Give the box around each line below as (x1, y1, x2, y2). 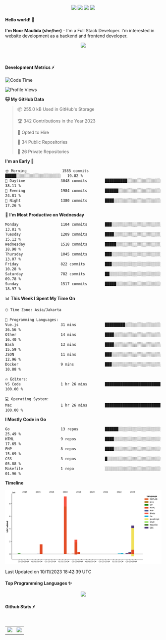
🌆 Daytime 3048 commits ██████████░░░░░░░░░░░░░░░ (5, 178, 161, 183)
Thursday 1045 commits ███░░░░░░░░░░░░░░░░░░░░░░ (5, 252, 161, 257)
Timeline (5, 480, 24, 486)
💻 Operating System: (5, 397, 50, 402)
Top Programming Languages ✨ (5, 580, 72, 586)
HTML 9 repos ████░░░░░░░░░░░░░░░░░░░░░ (5, 436, 161, 442)
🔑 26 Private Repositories (17, 149, 69, 155)
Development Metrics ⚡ (5, 64, 55, 70)
